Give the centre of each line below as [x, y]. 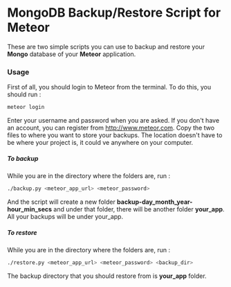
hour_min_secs [30, 209]
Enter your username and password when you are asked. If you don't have [113, 121]
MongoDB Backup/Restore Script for [114, 13]
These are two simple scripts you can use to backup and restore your [106, 46]
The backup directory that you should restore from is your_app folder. [107, 276]
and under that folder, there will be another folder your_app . [139, 209]
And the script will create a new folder [61, 202]
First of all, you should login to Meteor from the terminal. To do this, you [109, 87]
